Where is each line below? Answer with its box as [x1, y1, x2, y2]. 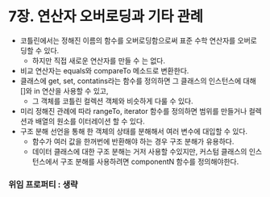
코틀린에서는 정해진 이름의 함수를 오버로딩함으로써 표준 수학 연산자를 [19, 36, 236, 45]
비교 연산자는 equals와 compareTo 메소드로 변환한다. [19, 65, 189, 75]
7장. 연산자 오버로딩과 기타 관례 [8, 7, 204, 26]
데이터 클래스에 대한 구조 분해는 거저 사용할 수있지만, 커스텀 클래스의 [31, 146, 247, 156]
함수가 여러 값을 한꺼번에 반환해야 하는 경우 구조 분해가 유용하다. [31, 136, 235, 146]
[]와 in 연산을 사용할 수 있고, [19, 86, 109, 95]
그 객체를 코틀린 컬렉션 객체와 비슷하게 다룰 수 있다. [31, 96, 193, 106]
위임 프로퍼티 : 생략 [8, 178, 78, 190]
